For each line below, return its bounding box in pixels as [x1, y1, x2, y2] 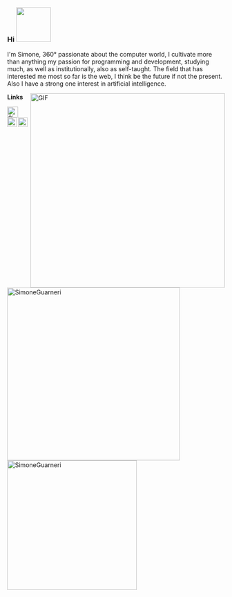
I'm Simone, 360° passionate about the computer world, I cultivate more [7, 50, 213, 59]
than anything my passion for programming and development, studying [7, 57, 209, 66]
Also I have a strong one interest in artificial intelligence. [7, 79, 166, 88]
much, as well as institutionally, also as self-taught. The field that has [7, 65, 204, 73]
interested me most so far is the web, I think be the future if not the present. [7, 73, 223, 81]
